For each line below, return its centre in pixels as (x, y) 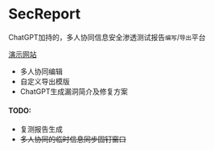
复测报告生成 (41, 129)
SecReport (45, 14)
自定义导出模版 (45, 81)
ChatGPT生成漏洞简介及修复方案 (74, 91)
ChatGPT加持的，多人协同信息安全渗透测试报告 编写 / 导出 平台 (107, 37)
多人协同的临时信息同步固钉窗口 (73, 139)
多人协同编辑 (41, 71)
